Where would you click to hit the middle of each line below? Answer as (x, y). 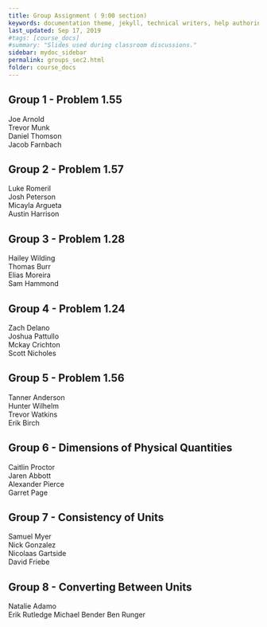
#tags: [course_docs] (44, 38)
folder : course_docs (43, 68)
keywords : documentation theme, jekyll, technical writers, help (118, 23)
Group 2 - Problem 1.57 (66, 169)
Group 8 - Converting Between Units (100, 587)
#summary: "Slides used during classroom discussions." (103, 45)
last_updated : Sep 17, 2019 (55, 30)
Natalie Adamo (33, 606)
